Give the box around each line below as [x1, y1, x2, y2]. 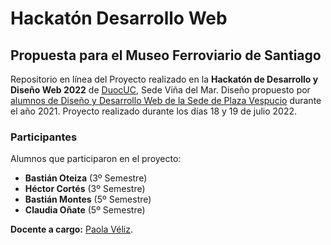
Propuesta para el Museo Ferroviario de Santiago [10, 47, 322, 64]
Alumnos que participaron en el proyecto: [10, 153, 182, 165]
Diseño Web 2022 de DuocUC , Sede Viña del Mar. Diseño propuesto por [10, 84, 311, 96]
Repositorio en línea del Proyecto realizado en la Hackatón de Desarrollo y [10, 73, 319, 85]
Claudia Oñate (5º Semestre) [24, 204, 146, 216]
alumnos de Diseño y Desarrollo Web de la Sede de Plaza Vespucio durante [10, 95, 322, 106]
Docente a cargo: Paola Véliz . [10, 223, 134, 236]
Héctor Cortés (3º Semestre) [24, 183, 146, 195]
